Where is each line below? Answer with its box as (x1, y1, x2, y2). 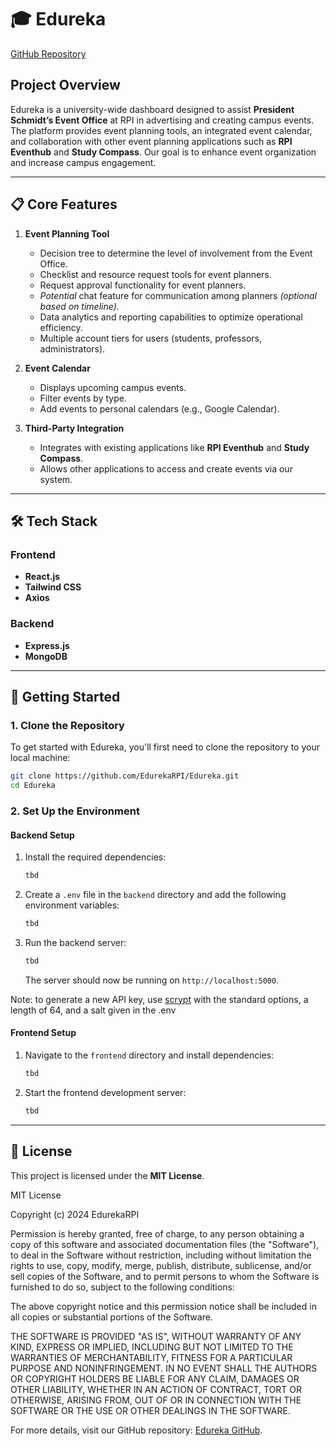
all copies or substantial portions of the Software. (10, 1311, 213, 1323)
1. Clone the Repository (10, 718, 125, 732)
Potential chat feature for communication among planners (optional (39, 289, 318, 301)
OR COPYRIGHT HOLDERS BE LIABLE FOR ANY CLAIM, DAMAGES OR (10, 1372, 300, 1385)
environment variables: (24, 899, 120, 911)
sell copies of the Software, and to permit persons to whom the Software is (10, 1270, 320, 1282)
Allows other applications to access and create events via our (39, 462, 293, 475)
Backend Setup (10, 829, 75, 841)
